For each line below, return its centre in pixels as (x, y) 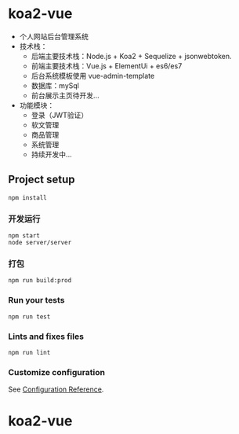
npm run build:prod (40, 281)
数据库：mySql (55, 85)
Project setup (42, 180)
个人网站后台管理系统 (54, 36)
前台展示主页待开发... (65, 95)
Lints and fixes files (46, 337)
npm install (27, 197)
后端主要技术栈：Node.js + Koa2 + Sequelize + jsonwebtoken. (131, 56)
